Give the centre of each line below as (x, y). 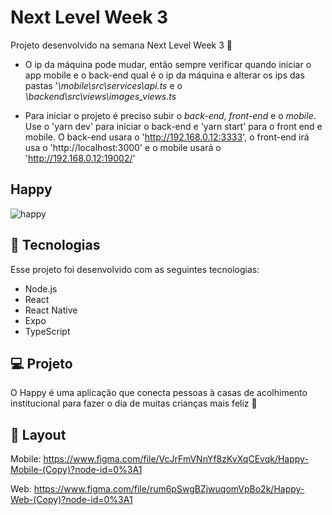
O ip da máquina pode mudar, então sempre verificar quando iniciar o (168, 64)
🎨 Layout (38, 434)
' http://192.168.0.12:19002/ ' (80, 158)
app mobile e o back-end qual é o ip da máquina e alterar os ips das (164, 75)
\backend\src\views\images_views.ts (100, 96)
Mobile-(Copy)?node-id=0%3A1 (76, 470)
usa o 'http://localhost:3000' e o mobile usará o (123, 147)
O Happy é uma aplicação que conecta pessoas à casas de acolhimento (159, 393)
